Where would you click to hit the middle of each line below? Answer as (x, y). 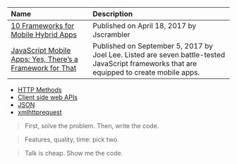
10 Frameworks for (43, 26)
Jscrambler (111, 34)
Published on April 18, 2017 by (145, 26)
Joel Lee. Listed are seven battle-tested (159, 55)
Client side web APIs (47, 97)
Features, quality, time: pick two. (72, 139)
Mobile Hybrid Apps (44, 34)
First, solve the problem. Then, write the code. (92, 126)
